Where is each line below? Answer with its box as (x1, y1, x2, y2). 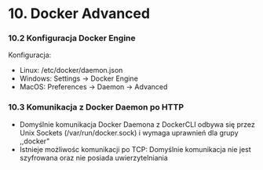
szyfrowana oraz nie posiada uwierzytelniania (19, 153, 169, 162)
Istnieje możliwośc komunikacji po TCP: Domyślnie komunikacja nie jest (19, 144, 251, 154)
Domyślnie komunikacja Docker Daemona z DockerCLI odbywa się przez (19, 119, 255, 129)
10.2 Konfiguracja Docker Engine (8, 33, 136, 44)
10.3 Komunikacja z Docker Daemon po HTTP (8, 102, 184, 113)
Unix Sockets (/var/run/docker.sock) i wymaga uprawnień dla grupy (19, 128, 239, 137)
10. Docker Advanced (8, 5, 151, 23)
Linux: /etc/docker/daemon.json (19, 66, 123, 75)
